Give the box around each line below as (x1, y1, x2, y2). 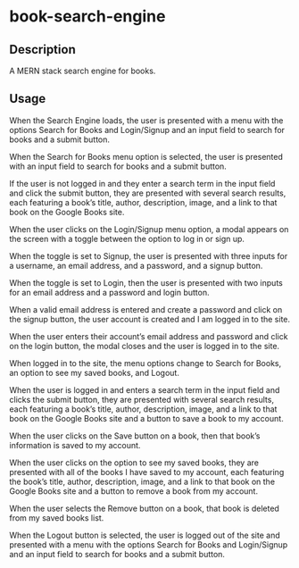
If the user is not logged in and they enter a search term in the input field (9, 178, 276, 188)
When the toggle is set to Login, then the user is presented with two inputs (9, 277, 283, 288)
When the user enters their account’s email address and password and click (9, 330, 288, 341)
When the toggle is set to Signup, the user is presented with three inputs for (9, 250, 288, 261)
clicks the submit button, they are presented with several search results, (9, 394, 275, 405)
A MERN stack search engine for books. (9, 65, 156, 76)
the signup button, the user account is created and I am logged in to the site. (9, 313, 291, 324)
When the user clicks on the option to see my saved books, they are (9, 457, 259, 468)
